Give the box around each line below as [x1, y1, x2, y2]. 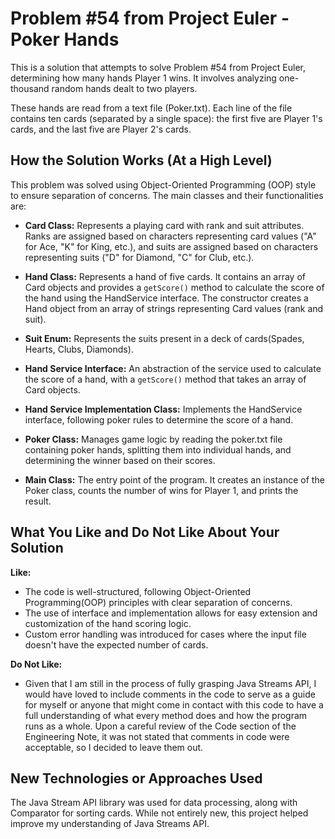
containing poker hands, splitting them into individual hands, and [24, 443, 292, 456]
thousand [10, 82, 50, 94]
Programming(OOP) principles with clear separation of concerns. [24, 596, 293, 608]
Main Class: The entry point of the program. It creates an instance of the [24, 473, 325, 486]
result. [24, 495, 52, 507]
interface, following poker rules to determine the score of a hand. [24, 413, 294, 426]
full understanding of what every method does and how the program [24, 709, 308, 721]
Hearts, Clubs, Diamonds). [24, 343, 134, 355]
